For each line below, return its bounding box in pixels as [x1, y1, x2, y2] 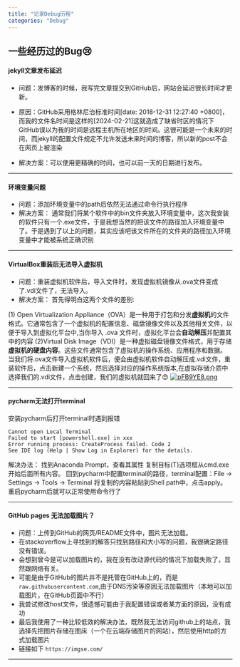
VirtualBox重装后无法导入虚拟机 [8, 259, 103, 268]
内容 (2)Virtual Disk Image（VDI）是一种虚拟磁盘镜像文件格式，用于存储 [20, 336, 232, 346]
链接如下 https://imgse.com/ [18, 644, 103, 653]
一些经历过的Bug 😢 [8, 45, 93, 57]
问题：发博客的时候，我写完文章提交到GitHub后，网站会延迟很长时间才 [18, 83, 226, 93]
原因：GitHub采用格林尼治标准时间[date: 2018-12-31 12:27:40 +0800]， [18, 108, 229, 116]
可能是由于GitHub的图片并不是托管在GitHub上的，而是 [18, 573, 179, 581]
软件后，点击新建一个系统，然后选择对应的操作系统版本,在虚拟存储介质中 [14, 363, 229, 372]
